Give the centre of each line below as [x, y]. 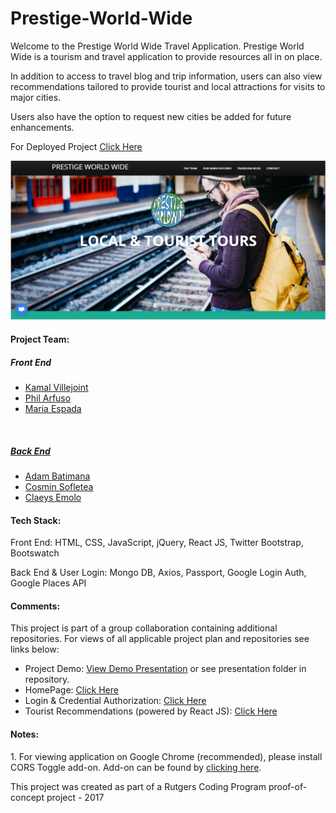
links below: [35, 649]
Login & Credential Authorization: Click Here [115, 701]
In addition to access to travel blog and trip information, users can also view [166, 76]
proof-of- [288, 786]
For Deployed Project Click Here [76, 146]
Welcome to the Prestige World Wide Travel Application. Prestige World [157, 46]
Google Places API [48, 583]
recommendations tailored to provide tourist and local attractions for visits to [168, 86]
